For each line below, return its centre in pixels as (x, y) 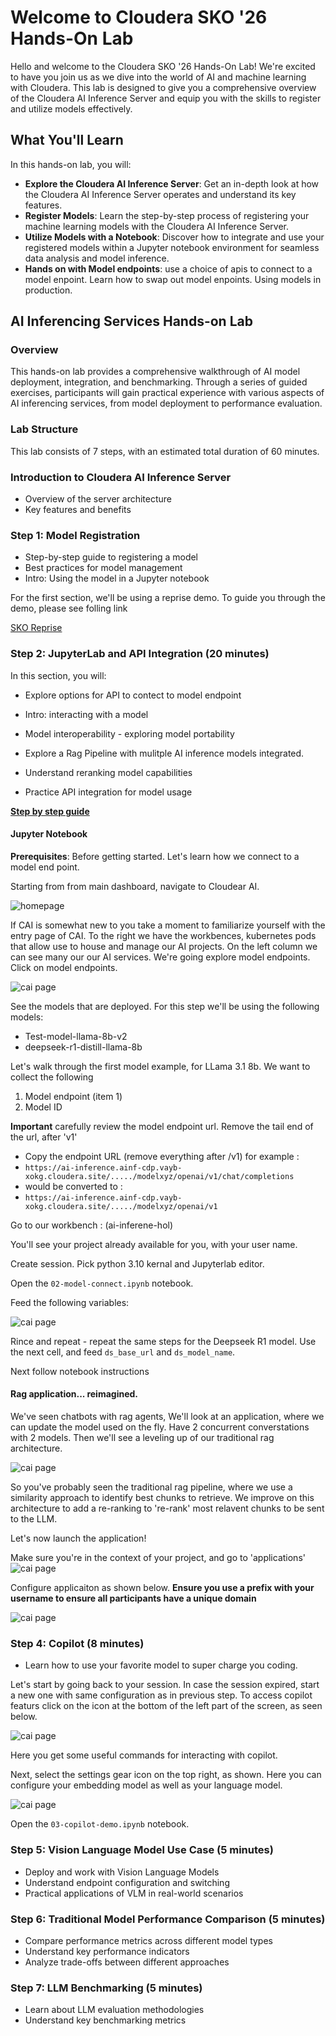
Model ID (43, 1107)
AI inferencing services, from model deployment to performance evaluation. (166, 403)
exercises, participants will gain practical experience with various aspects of (167, 393)
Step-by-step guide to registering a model (111, 557)
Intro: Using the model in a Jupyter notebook (117, 578)
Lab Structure (44, 429)
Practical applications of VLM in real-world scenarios (134, 1893)
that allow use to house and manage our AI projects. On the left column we (164, 946)
